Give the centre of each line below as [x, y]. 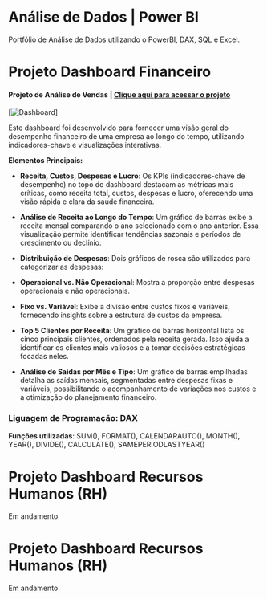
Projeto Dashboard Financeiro [109, 72]
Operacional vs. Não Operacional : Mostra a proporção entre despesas [137, 283]
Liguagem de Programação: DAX [73, 418]
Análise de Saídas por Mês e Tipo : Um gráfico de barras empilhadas [134, 372]
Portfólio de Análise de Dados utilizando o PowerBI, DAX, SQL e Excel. [124, 39]
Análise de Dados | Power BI [103, 17]
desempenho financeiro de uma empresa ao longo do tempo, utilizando [126, 137]
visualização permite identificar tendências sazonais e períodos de [130, 234]
